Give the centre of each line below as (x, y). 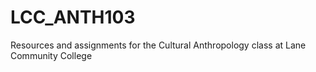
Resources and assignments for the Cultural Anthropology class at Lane (158, 45)
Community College (51, 55)
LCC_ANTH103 (73, 17)
